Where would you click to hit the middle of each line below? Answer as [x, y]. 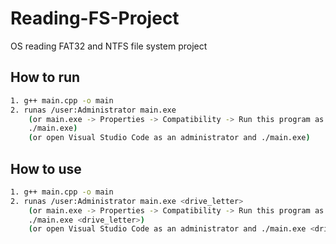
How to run [45, 77]
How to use [46, 168]
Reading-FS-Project [95, 18]
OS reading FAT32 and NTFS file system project [109, 46]
